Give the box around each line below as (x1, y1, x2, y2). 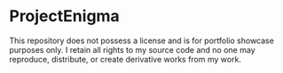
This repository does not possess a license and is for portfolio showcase (9, 35, 275, 46)
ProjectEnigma (9, 6, 120, 26)
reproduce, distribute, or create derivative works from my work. (9, 54, 242, 64)
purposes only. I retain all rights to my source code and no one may (9, 44, 255, 55)
